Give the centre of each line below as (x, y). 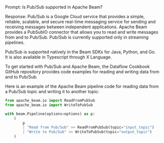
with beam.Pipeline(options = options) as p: (50, 114)
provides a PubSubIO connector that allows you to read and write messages (82, 32)
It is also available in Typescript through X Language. (59, 57)
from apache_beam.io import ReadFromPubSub (50, 101)
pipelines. (15, 42)
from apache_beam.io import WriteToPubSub (49, 105)
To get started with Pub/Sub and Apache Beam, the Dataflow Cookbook (78, 66)
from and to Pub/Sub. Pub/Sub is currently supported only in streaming (77, 37)
